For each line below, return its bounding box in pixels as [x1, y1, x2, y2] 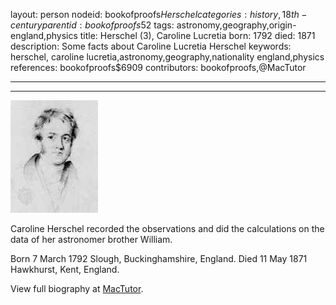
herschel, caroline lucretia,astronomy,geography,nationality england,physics [10, 51, 325, 63]
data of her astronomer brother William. [10, 234, 173, 245]
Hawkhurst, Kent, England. [10, 264, 120, 275]
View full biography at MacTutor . [10, 283, 144, 294]
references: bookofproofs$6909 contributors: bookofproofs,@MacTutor [10, 62, 307, 73]
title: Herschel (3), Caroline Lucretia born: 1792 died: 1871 [79, 30, 316, 41]
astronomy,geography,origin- [176, 19, 297, 31]
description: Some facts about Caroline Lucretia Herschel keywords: [10, 40, 292, 52]
